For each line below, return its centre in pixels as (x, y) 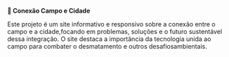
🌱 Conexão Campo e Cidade (49, 11)
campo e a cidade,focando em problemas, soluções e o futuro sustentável (115, 32)
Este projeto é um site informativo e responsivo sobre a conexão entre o (111, 24)
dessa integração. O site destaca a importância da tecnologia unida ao (109, 39)
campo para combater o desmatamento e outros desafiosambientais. (107, 46)
